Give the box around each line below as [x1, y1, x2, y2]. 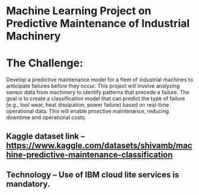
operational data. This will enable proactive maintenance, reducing [6, 108, 169, 115]
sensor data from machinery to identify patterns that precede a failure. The [6, 89, 190, 96]
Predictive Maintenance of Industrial [6, 17, 190, 30]
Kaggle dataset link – [6, 131, 85, 141]
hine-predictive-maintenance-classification [6, 149, 173, 159]
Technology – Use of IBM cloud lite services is [6, 170, 179, 180]
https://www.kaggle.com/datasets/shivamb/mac [6, 140, 192, 151]
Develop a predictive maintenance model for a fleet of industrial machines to [6, 76, 193, 84]
